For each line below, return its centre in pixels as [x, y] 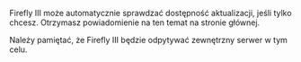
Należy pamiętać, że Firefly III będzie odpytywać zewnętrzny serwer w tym [148, 40]
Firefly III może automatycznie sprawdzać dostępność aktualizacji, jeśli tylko [150, 13]
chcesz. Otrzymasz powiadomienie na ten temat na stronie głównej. [135, 22]
